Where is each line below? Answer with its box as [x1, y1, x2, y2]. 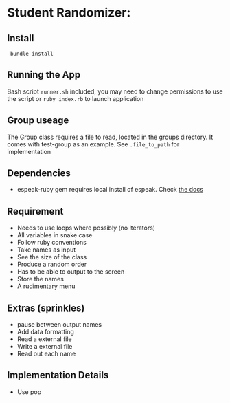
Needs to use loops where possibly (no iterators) [16, 224, 156, 232]
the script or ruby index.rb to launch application [7, 94, 144, 102]
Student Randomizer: [7, 5, 131, 21]
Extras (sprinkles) [7, 302, 85, 314]
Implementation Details [7, 369, 109, 381]
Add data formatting [16, 328, 74, 336]
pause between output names [16, 320, 102, 329]
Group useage [7, 115, 69, 127]
